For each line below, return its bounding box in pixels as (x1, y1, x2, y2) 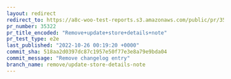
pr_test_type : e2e (6, 36, 59, 43)
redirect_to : (6, 16, 44, 23)
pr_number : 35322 (6, 23, 57, 30)
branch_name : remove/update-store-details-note (6, 61, 146, 68)
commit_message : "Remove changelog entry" (6, 55, 130, 62)
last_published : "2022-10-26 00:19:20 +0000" (6, 42, 139, 49)
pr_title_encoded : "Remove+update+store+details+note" (6, 29, 168, 36)
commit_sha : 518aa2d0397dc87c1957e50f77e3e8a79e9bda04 (6, 49, 168, 56)
